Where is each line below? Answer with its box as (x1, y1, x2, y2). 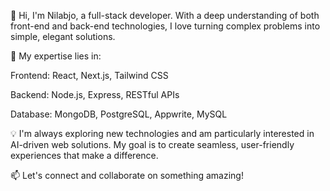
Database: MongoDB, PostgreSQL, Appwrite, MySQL (10, 108, 228, 120)
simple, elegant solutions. (10, 31, 116, 42)
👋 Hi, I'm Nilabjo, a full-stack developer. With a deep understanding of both (10, 10, 320, 21)
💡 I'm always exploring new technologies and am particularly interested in (10, 128, 315, 139)
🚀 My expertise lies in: (10, 50, 102, 62)
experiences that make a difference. (10, 150, 159, 161)
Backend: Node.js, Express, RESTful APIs (10, 89, 180, 100)
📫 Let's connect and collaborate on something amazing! (10, 170, 244, 181)
